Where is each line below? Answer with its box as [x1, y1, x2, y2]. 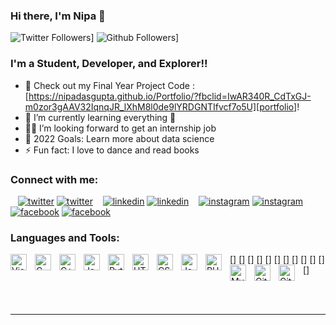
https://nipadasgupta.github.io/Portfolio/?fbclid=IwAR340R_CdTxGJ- [28, 90, 312, 102]
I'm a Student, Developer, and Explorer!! [10, 57, 208, 71]
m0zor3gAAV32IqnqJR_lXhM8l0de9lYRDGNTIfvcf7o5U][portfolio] [24, 100, 298, 113]
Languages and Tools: [10, 230, 120, 244]
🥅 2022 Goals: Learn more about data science [24, 132, 215, 144]
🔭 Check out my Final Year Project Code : [24, 79, 195, 91]
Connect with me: [10, 172, 99, 186]
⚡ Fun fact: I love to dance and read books [24, 144, 200, 156]
